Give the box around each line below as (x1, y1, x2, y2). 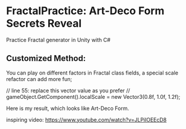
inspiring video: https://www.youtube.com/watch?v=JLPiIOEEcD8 (6, 116, 167, 123)
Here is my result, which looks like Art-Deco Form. (6, 105, 130, 112)
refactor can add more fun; (6, 75, 72, 82)
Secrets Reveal (6, 17, 82, 30)
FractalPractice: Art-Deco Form (6, 4, 165, 18)
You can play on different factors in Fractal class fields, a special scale (6, 69, 178, 76)
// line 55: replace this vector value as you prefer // (6, 87, 131, 94)
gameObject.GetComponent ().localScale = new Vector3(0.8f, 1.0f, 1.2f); (6, 93, 181, 100)
